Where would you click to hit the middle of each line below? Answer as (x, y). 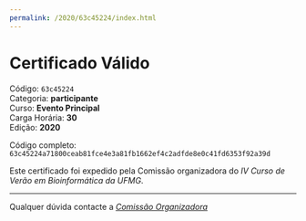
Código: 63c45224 (42, 89)
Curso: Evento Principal (55, 108)
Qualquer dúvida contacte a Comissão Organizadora (108, 206)
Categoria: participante (54, 98)
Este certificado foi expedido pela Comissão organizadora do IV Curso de (147, 171)
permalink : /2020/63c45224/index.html (83, 18)
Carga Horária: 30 (43, 117)
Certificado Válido (80, 63)
